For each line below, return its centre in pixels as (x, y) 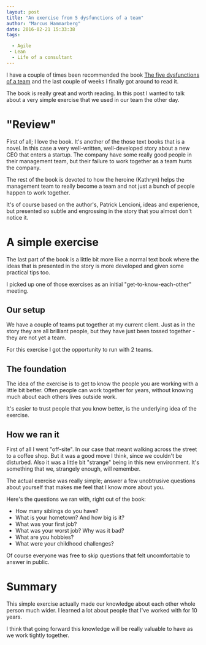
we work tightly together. (38, 635)
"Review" (31, 124)
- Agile (22, 46)
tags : (13, 35)
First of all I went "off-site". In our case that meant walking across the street (102, 449)
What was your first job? (46, 524)
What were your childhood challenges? (65, 544)
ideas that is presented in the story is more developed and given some (95, 266)
